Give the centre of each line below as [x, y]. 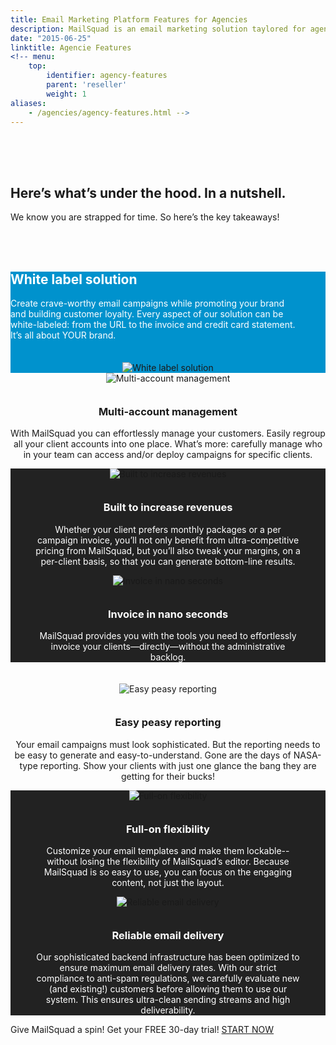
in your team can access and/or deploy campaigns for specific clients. [168, 455]
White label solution [74, 279]
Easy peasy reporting [168, 723]
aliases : [28, 103]
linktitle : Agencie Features [71, 47]
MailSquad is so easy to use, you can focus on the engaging [168, 872]
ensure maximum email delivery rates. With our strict [168, 968]
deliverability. [168, 1010]
